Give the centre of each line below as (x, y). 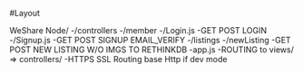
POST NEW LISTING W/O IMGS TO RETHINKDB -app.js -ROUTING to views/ (152, 50)
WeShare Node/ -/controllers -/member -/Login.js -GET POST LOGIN (138, 30)
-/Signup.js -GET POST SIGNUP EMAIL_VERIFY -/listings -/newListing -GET (151, 40)
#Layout (25, 13)
